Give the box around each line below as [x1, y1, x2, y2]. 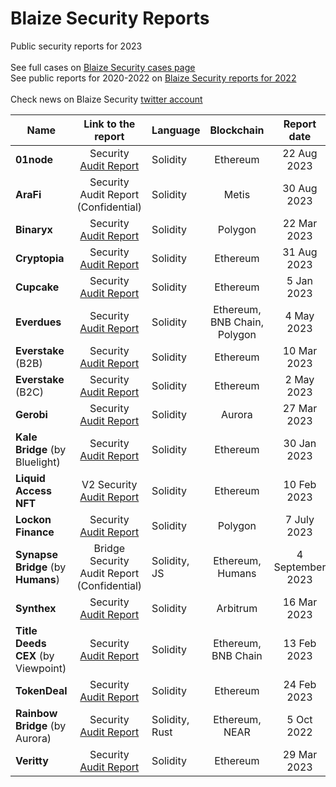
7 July [284, 512, 315, 526]
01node [15, 152, 54, 166]
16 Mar [282, 595, 318, 609]
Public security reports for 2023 [10, 40, 143, 52]
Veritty [15, 753, 49, 767]
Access [15, 483, 52, 497]
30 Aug [282, 181, 318, 195]
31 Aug [282, 245, 318, 259]
